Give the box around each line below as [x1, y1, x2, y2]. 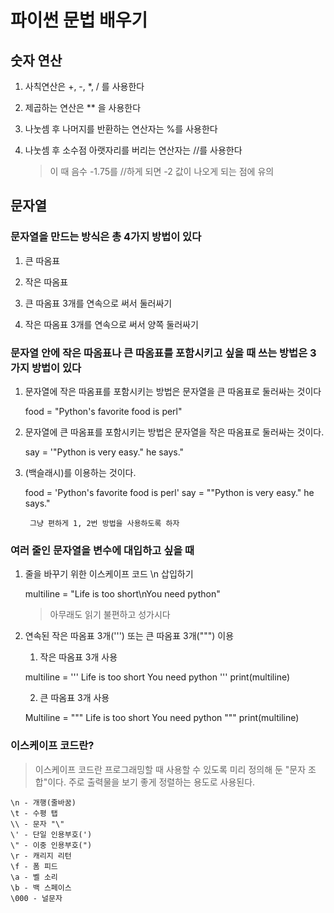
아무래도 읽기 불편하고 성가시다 [49, 609, 171, 621]
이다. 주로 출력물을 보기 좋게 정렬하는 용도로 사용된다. [47, 776, 256, 788]
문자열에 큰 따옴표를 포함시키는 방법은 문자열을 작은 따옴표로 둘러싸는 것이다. [24, 426, 325, 438]
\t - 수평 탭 [10, 808, 58, 818]
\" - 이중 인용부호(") [10, 840, 93, 850]
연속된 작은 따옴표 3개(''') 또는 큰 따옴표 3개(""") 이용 [24, 630, 235, 642]
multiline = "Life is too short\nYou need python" [24, 588, 221, 600]
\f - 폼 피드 [10, 861, 58, 871]
